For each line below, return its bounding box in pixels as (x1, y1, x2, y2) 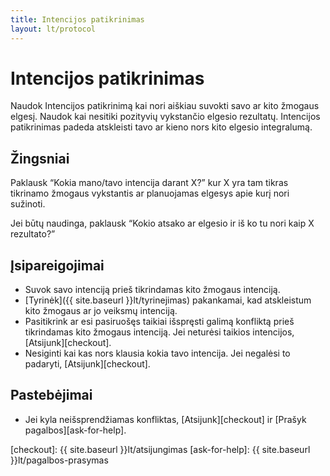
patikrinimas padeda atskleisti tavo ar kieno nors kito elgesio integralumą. (10, 121, 313, 133)
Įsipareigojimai (10, 257, 105, 274)
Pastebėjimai (10, 387, 93, 404)
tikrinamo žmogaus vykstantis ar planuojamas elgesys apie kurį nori (10, 187, 290, 200)
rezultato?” (10, 228, 56, 240)
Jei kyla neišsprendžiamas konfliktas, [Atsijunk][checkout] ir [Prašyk (24, 413, 307, 425)
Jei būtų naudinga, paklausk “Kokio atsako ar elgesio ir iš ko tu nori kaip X (10, 217, 315, 230)
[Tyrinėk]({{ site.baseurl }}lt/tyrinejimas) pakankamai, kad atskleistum (24, 294, 312, 306)
